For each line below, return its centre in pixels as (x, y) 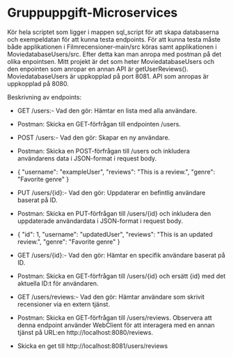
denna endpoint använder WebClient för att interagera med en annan (116, 325)
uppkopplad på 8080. (38, 83)
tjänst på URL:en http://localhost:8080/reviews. (85, 332)
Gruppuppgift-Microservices (93, 13)
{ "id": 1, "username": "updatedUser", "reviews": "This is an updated (115, 234)
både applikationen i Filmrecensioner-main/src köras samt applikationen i (112, 47)
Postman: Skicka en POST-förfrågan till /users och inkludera (103, 151)
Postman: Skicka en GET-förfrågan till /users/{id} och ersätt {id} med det (121, 276)
